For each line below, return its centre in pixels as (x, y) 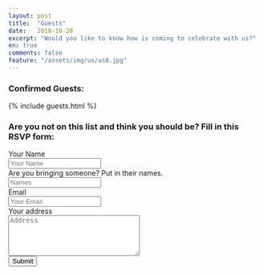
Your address (30, 211)
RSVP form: (31, 137)
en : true (23, 46)
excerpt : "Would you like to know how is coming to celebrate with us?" (132, 38)
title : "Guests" (37, 23)
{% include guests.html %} (53, 106)
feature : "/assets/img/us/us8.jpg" (68, 61)
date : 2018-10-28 (41, 30)
